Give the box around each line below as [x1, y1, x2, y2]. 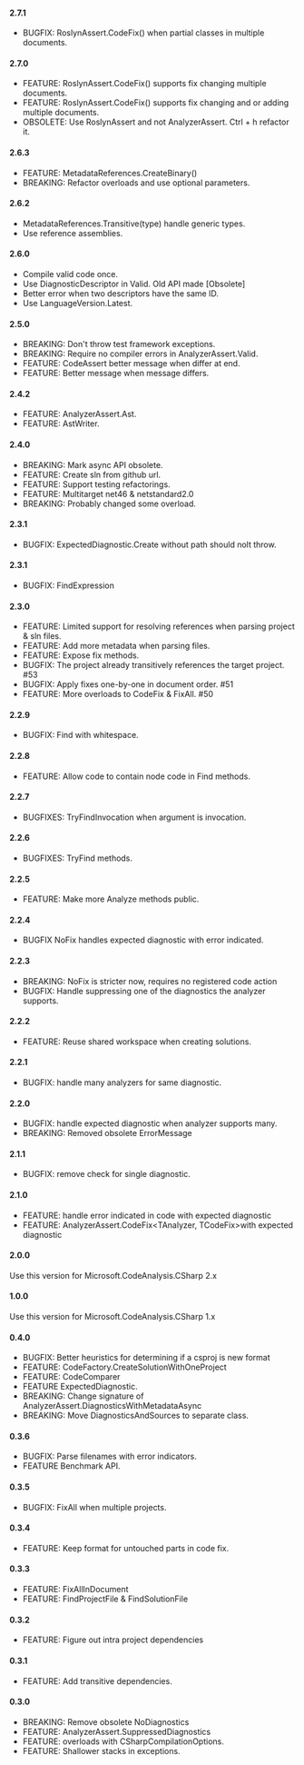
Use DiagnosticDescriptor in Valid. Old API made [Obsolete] [22, 278, 246, 290]
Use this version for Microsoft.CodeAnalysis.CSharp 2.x [9, 1270, 218, 1281]
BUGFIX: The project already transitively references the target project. [22, 660, 285, 671]
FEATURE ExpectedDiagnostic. [22, 1381, 138, 1392]
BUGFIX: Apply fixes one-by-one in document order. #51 [22, 679, 234, 690]
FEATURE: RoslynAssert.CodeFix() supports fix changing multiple [22, 78, 267, 89]
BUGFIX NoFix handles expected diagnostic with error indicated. [22, 934, 264, 945]
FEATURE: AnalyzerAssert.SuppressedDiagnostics [22, 1726, 211, 1737]
